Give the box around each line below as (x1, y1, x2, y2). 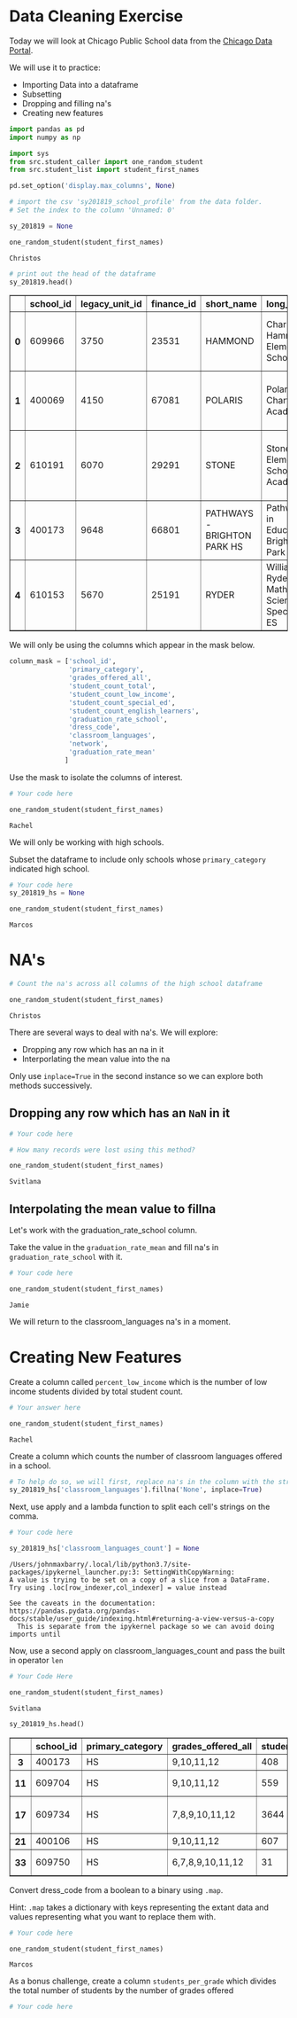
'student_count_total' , (68, 682, 156, 691)
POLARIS (205, 395, 243, 407)
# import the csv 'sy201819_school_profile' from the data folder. (9, 198, 263, 207)
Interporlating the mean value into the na (21, 1053, 171, 1064)
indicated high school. (9, 863, 90, 874)
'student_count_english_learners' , (68, 707, 200, 716)
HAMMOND (205, 335, 255, 348)
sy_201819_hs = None (9, 888, 86, 897)
